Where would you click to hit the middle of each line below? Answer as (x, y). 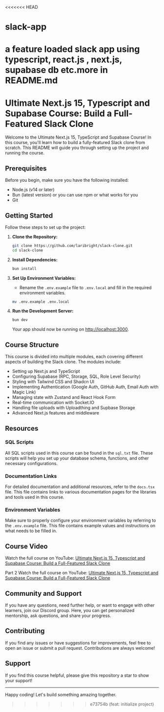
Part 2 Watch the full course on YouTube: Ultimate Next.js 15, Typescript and (82, 573)
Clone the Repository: (35, 237)
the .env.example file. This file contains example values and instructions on (80, 526)
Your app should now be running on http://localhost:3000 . (71, 329)
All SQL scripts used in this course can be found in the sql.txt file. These (79, 453)
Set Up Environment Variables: (44, 278)
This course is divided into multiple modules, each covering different (74, 357)
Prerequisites (26, 168)
